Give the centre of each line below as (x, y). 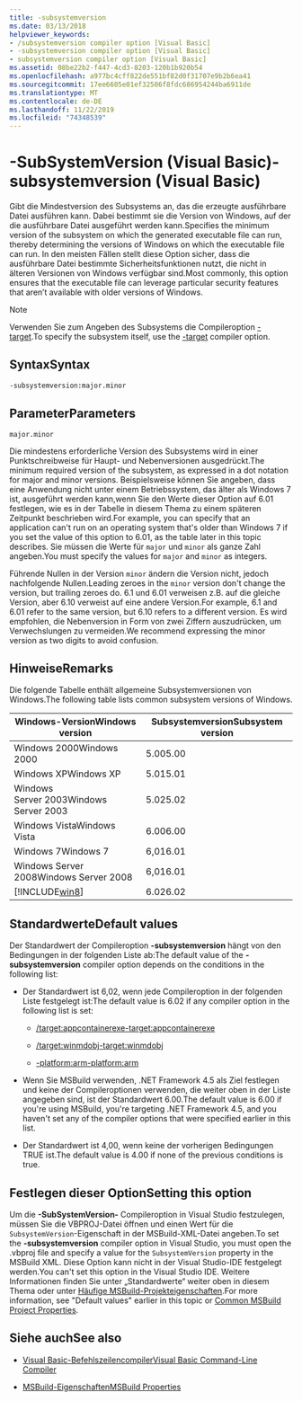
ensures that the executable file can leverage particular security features (144, 283)
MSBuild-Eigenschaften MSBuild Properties (102, 1387)
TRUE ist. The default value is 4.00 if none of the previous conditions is (153, 1155)
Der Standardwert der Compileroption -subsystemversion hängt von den (145, 945)
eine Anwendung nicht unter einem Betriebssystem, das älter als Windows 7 (150, 489)
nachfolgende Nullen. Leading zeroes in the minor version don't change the (147, 583)
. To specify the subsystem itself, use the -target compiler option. (151, 337)
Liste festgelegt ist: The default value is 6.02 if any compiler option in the (156, 1001)
